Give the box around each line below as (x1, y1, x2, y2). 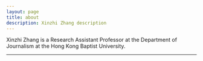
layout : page (6, 8, 39, 15)
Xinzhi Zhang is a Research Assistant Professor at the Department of (6, 36, 177, 44)
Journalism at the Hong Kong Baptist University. (6, 42, 126, 50)
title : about (6, 14, 39, 20)
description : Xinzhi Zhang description (6, 20, 107, 26)
